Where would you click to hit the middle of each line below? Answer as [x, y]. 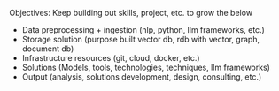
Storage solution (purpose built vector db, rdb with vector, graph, [140, 39]
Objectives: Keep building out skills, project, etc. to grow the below [131, 13]
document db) [48, 49]
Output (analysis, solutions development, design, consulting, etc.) [142, 77]
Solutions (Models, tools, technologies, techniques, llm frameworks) [146, 67]
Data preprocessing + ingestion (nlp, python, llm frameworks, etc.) [143, 30]
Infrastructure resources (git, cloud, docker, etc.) [111, 58]
